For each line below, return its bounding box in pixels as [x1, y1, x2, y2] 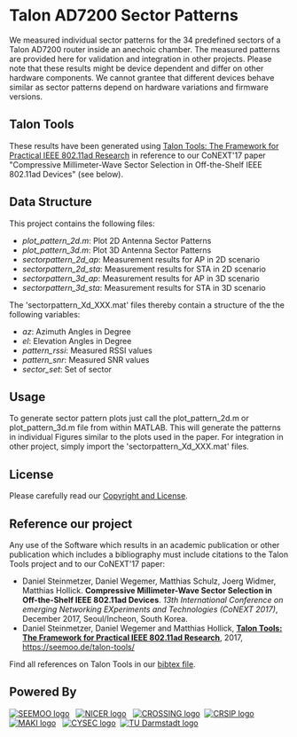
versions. [9, 90, 43, 102]
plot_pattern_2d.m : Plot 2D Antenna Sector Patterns [21, 235, 212, 246]
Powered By [9, 685, 77, 700]
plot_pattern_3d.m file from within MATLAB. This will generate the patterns [9, 422, 281, 433]
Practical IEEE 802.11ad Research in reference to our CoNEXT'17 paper [9, 150, 266, 161]
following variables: [9, 309, 81, 319]
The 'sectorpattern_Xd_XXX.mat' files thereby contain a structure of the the [9, 299, 285, 310]
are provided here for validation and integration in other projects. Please [9, 53, 272, 64]
